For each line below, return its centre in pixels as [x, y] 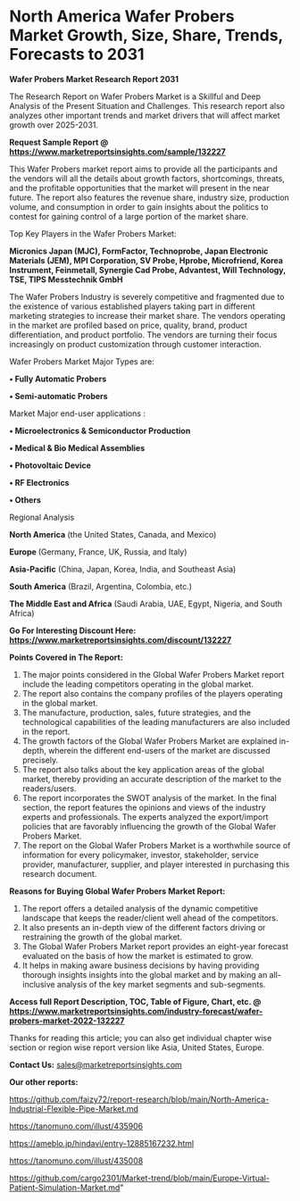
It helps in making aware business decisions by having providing [141, 965]
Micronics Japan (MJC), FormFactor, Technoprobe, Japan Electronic [139, 251]
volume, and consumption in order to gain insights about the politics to [139, 206]
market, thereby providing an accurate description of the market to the [152, 779]
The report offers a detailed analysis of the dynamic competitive [140, 908]
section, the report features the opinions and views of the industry [144, 807]
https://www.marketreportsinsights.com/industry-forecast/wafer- [136, 1011]
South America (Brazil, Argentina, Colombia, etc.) [101, 586]
